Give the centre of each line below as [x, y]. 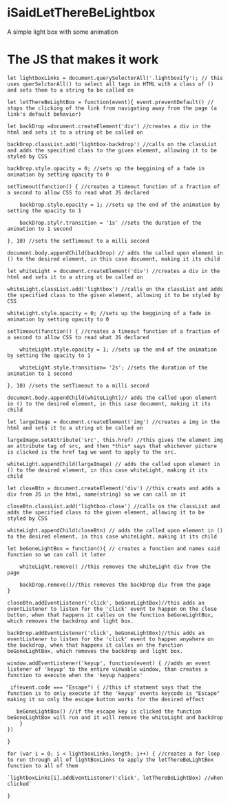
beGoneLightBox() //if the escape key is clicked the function [109, 712]
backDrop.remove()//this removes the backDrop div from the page [115, 585]
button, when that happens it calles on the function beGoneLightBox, [111, 615]
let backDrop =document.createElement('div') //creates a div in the [109, 126]
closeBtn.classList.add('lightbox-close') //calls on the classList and [114, 506]
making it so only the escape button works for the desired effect [106, 699]
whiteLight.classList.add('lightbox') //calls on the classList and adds [115, 289]
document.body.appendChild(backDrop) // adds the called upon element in [115, 253]
